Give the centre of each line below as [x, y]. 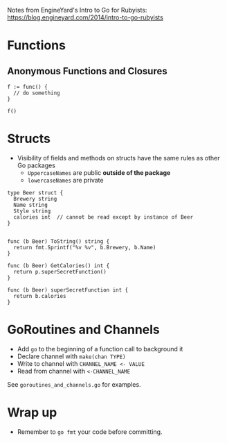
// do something [37, 93]
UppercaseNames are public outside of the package [99, 172]
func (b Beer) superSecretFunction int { [68, 290]
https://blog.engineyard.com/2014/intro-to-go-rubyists [85, 17]
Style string [32, 211]
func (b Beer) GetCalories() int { [58, 266]
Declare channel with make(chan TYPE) [71, 356]
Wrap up [32, 413]
